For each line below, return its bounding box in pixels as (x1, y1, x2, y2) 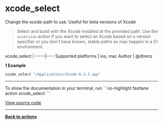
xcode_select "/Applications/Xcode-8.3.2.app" (5, 72, 101, 77)
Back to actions (5, 113, 37, 119)
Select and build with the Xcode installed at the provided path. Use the (16, 28, 158, 34)
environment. (16, 44, 44, 49)
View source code (5, 100, 41, 106)
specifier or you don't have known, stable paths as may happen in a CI (16, 38, 158, 44)
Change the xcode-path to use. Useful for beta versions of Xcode (5, 19, 136, 25)
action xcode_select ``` (5, 90, 50, 96)
